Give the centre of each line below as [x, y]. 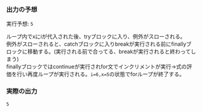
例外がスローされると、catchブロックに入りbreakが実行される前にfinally [96, 44]
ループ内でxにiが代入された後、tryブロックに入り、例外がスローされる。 [96, 37]
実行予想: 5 [20, 24]
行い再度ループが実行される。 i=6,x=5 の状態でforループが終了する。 [101, 74]
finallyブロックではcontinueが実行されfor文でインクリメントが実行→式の [96, 67]
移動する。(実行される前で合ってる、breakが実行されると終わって [109, 52]
